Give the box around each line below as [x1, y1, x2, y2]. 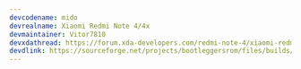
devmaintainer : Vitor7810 [9, 30, 106, 39]
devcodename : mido [9, 13, 78, 22]
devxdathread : [9, 38, 63, 47]
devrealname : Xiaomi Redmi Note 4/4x [9, 22, 150, 30]
